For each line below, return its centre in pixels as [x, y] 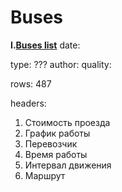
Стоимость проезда [67, 122]
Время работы [56, 154]
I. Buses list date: [45, 45]
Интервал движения [68, 165]
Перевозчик [51, 143]
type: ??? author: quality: [61, 64]
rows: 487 [31, 83]
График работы [57, 133]
